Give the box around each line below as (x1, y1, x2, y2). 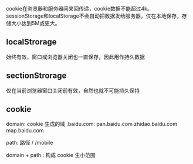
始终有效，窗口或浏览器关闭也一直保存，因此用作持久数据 (6, 53, 145, 60)
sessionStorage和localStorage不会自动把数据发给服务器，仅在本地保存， (6, 12, 182, 19)
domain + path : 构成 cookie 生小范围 (6, 152, 96, 159)
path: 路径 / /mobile (6, 139, 53, 146)
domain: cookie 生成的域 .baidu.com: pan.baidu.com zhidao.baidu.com (6, 121, 178, 128)
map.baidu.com (6, 127, 44, 134)
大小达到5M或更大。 (11, 20, 60, 26)
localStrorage (6, 37, 57, 47)
